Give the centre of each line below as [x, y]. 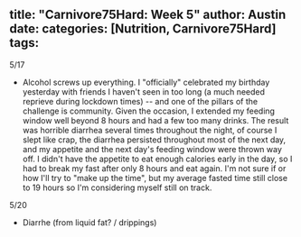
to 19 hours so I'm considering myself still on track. [117, 187]
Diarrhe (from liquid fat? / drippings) [89, 222]
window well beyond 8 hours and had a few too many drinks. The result [155, 120]
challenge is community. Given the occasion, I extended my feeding [149, 111]
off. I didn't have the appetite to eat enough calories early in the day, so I [157, 159]
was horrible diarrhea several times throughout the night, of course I [150, 130]
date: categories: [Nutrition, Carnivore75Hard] [143, 29]
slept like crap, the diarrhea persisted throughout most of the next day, [154, 140]
